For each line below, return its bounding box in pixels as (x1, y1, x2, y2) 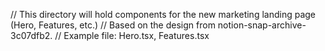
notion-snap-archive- (217, 19, 307, 31)
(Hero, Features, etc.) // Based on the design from (10, 19, 216, 31)
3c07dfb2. (10, 30, 53, 41)
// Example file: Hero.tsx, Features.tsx (54, 30, 210, 41)
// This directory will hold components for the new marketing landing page (10, 9, 317, 20)
